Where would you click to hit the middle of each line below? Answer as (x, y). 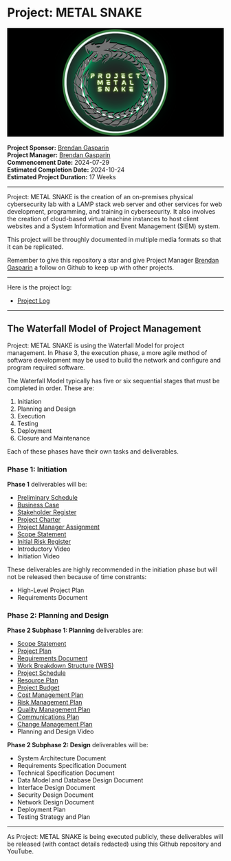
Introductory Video (44, 549)
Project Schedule (42, 673)
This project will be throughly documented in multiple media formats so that (114, 239)
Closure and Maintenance (54, 438)
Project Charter (38, 520)
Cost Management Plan (50, 695)
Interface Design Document (56, 788)
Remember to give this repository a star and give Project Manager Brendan (113, 260)
